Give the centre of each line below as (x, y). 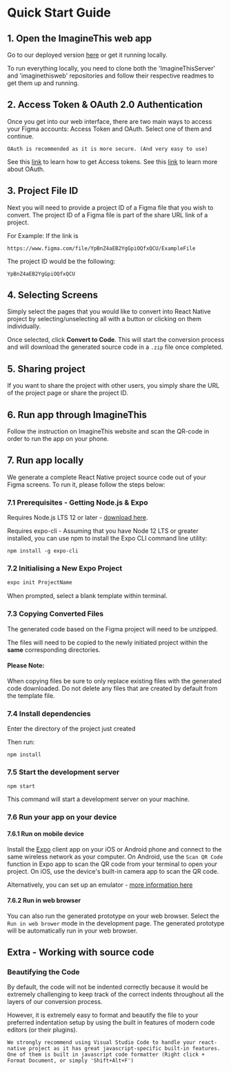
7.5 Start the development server (63, 772)
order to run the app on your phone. (58, 439)
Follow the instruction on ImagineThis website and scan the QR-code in (108, 431)
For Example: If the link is (43, 235)
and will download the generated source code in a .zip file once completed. (115, 347)
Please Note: (26, 665)
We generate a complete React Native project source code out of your (107, 477)
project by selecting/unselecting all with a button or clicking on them (104, 319)
